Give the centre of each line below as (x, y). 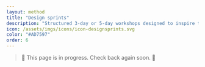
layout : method (26, 12)
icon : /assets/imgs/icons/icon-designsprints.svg (71, 29)
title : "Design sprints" (38, 18)
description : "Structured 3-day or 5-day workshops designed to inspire (101, 23)
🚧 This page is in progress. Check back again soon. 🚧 (88, 58)
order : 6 (17, 40)
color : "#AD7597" (28, 35)
